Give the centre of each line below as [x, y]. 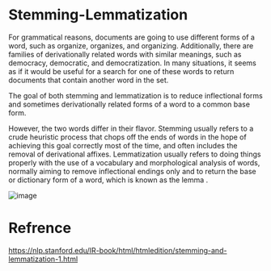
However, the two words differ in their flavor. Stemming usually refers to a [131, 128]
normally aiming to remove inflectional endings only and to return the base [132, 171]
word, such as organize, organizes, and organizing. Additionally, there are [131, 45]
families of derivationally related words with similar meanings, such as [125, 54]
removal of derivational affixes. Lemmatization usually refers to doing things [135, 154]
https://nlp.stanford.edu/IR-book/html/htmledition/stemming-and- [118, 250]
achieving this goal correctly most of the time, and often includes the [123, 145]
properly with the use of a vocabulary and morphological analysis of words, [134, 162]
